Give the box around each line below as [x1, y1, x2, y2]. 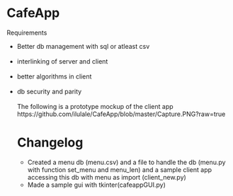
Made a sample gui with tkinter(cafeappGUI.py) [27, 180, 166, 189]
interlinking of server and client [16, 57, 108, 65]
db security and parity [16, 87, 82, 96]
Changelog [16, 134, 84, 151]
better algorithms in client [16, 72, 92, 81]
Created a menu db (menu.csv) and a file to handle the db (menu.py [27, 158, 226, 166]
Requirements [6, 28, 47, 37]
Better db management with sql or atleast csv [16, 42, 150, 50]
